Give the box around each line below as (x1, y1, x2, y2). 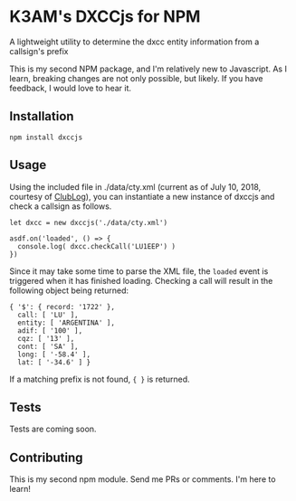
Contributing (9, 449, 83, 465)
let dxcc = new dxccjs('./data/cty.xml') (9, 218, 168, 227)
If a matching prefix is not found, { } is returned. (9, 373, 190, 384)
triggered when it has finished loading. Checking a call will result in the (9, 275, 273, 286)
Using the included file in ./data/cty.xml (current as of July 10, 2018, (9, 181, 262, 192)
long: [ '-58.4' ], (17, 350, 91, 359)
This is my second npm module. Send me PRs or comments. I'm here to (9, 474, 276, 485)
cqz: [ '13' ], (17, 334, 75, 343)
